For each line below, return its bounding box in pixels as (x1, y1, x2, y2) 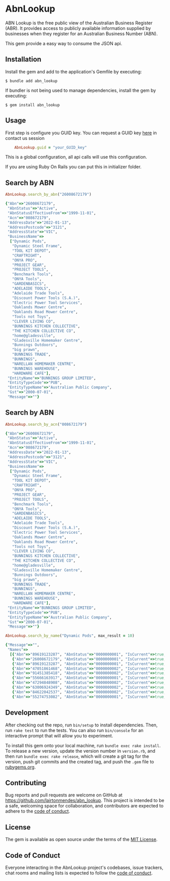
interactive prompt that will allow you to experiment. (5, 732, 113, 739)
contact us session (5, 135, 45, 141)
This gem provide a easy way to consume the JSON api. (5, 40, 122, 46)
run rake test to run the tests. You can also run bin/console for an (5, 727, 144, 733)
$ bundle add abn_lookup (5, 78, 58, 84)
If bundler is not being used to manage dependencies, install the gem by (5, 87, 156, 93)
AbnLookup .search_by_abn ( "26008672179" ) (5, 192, 92, 197)
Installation (5, 55, 41, 64)
